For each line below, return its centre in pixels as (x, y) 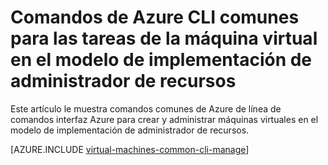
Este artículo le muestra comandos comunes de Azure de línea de (146, 108)
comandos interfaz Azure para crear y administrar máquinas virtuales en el (164, 119)
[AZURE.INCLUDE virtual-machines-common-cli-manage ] (130, 149)
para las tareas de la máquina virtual (164, 38)
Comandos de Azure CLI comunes (155, 17)
